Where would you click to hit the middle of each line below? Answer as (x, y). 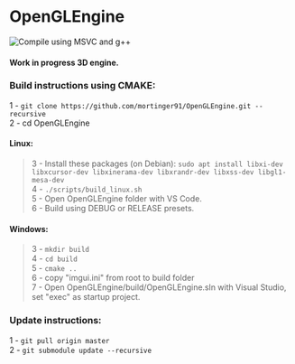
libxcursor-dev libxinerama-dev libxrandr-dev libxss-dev (143, 173)
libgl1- (272, 173)
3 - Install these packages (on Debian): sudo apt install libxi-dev (157, 163)
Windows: (29, 229)
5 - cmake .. (54, 268)
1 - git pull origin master (60, 340)
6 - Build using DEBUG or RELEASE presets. (113, 209)
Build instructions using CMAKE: (83, 86)
